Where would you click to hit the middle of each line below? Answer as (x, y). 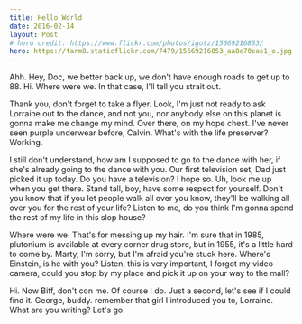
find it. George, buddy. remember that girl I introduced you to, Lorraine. (141, 301)
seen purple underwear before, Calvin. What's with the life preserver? (139, 133)
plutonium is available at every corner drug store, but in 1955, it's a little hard (151, 245)
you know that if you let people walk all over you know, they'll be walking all (150, 199)
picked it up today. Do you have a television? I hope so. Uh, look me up (141, 179)
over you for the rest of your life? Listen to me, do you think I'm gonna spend (151, 208)
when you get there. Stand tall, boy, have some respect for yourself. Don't (146, 189)
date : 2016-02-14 (42, 26)
